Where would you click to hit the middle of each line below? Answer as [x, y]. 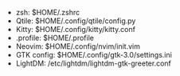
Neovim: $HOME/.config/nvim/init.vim [78, 46]
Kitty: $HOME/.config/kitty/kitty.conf [75, 29]
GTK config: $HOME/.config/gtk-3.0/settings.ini [94, 55]
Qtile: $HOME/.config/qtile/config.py [76, 21]
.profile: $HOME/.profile [55, 38]
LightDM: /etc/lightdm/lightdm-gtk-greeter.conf [93, 63]
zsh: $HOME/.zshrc [48, 12]
